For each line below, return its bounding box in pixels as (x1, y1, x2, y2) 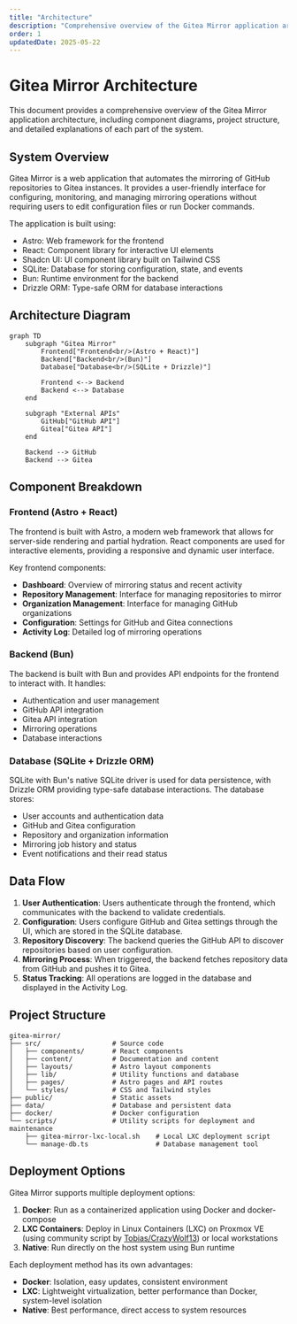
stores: (9, 794, 34, 804)
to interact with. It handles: (9, 678, 106, 689)
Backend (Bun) (9, 648, 74, 660)
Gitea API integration (21, 713, 98, 724)
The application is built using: (9, 219, 117, 228)
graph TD (9, 331, 42, 341)
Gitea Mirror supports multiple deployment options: (9, 1187, 196, 1197)
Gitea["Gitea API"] (41, 424, 113, 434)
